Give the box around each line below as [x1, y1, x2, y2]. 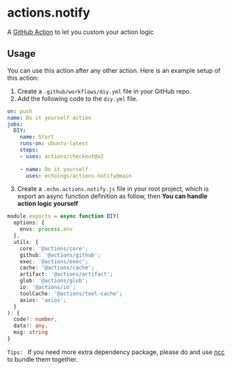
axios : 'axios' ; [19, 297, 67, 303]
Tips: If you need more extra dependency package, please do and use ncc [7, 348, 225, 356]
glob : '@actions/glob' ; [19, 277, 89, 285]
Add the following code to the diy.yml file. [17, 94, 138, 103]
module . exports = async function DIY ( [7, 213, 119, 220]
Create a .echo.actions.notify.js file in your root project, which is [17, 185, 209, 193]
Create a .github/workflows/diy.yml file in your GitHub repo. [17, 87, 192, 95]
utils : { [13, 238, 39, 245]
